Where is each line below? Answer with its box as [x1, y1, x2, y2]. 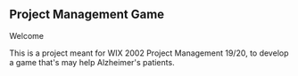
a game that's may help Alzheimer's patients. [9, 57, 176, 67]
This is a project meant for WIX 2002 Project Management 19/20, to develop [9, 48, 289, 58]
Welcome [9, 30, 45, 41]
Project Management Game [9, 7, 165, 22]
